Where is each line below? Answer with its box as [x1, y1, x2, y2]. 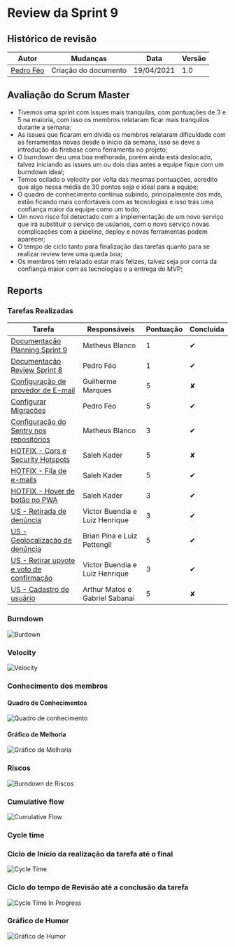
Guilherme [83, 376, 117, 386]
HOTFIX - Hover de [10, 486, 76, 496]
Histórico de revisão [7, 33, 97, 45]
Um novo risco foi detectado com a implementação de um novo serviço [17, 212, 224, 220]
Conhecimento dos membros [7, 681, 108, 691]
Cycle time [7, 830, 45, 840]
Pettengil [83, 539, 112, 549]
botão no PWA [10, 495, 58, 505]
